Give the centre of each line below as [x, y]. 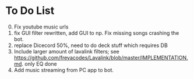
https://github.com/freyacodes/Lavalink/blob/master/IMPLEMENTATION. [101, 58]
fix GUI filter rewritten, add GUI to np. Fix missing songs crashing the [96, 33]
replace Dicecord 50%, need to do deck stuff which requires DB [91, 45]
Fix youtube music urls [41, 27]
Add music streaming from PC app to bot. [64, 70]
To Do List [30, 11]
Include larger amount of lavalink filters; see [67, 51]
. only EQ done [39, 64]
